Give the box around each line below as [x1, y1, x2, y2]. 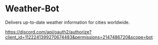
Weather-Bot [5, 3, 59, 14]
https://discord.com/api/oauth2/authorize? [5, 29, 92, 35]
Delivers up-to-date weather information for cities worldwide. [5, 19, 130, 25]
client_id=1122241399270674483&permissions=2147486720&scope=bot [5, 34, 153, 40]
